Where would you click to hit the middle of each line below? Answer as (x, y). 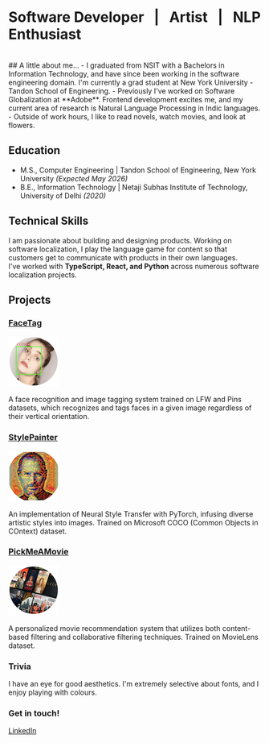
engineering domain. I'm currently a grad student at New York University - (131, 82)
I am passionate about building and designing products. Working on (120, 240)
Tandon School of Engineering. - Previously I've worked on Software (122, 91)
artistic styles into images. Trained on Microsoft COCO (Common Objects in (133, 522)
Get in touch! (34, 713)
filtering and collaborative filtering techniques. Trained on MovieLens (145, 637)
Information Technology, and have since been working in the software (124, 73)
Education (35, 150)
